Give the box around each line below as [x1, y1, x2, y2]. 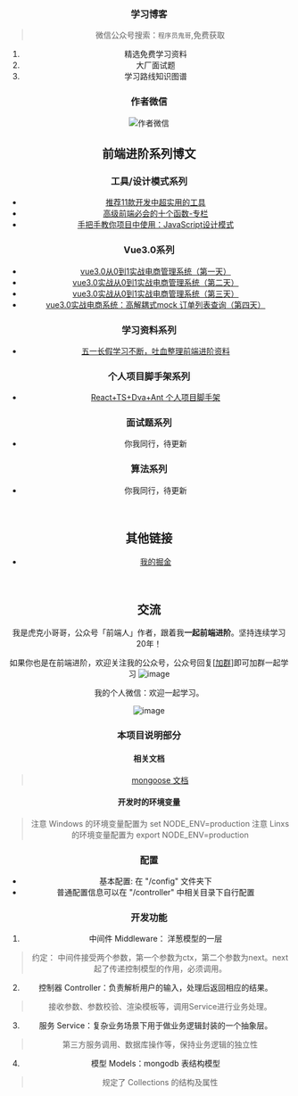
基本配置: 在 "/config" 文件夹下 [99, 876, 212, 886]
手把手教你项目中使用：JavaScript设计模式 [77, 219, 235, 230]
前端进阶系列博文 [102, 145, 196, 161]
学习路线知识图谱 [123, 71, 187, 82]
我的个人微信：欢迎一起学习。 [94, 688, 204, 698]
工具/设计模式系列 [110, 175, 188, 187]
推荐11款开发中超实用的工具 [105, 197, 206, 208]
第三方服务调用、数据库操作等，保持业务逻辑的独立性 [62, 1039, 258, 1050]
